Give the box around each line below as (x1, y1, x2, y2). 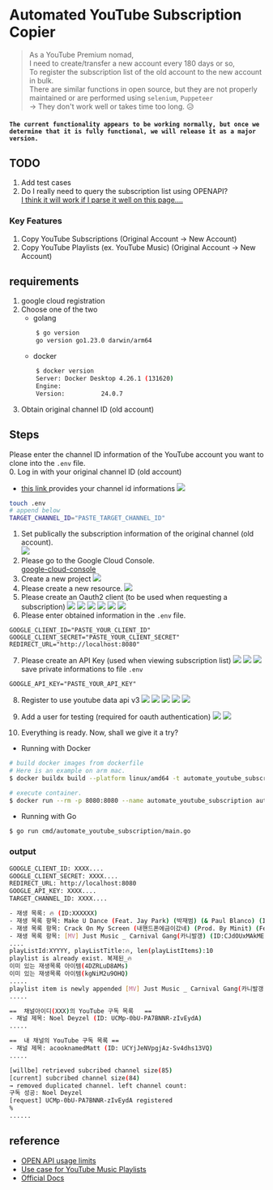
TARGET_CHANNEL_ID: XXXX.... (9, 895, 108, 903)
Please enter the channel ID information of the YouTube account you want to (9, 449, 264, 459)
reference (9, 1134, 60, 1148)
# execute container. (9, 789, 83, 797)
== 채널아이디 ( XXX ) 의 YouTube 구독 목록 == (9, 1007, 152, 1015)
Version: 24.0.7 (36, 390, 124, 398)
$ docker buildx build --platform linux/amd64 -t (9, 774, 181, 783)
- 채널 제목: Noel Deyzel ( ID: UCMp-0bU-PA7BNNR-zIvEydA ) (9, 1015, 203, 1023)
